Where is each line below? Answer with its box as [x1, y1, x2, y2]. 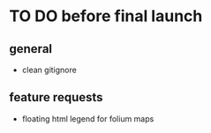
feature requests [9, 90, 103, 105]
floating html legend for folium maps [21, 113, 154, 124]
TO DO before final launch [9, 6, 203, 26]
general [9, 41, 53, 56]
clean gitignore [21, 64, 77, 75]
